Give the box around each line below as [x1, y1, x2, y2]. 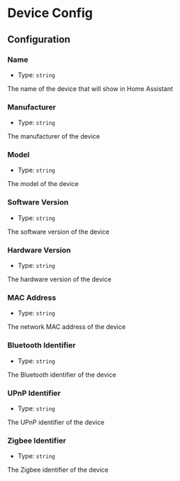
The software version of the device [7, 227, 110, 236]
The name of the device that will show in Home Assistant [7, 84, 174, 93]
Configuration [7, 33, 71, 45]
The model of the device [7, 180, 79, 188]
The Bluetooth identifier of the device [7, 370, 117, 379]
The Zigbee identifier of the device [7, 465, 108, 474]
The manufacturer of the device [7, 132, 101, 141]
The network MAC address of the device [7, 323, 126, 331]
